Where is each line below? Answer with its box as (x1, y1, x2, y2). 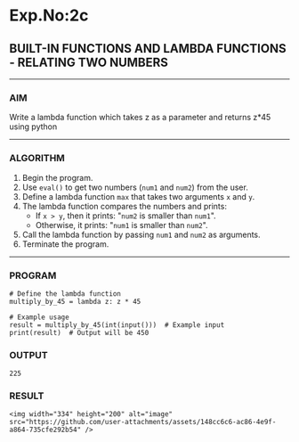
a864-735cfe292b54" (9, 425, 82, 435)
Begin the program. (21, 172, 93, 183)
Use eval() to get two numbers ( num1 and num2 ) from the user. (21, 182, 249, 192)
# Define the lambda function (9, 289, 122, 299)
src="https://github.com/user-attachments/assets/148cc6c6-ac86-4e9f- (9, 418, 277, 427)
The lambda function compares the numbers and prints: (21, 201, 227, 211)
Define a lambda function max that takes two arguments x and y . (21, 191, 255, 201)
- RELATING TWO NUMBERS (9, 54, 169, 70)
